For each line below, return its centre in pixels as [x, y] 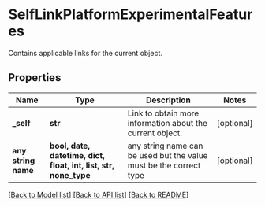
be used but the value [168, 155]
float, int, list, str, [82, 165]
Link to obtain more [163, 113]
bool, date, [70, 146]
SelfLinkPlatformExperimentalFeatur [131, 15]
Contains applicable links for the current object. [86, 53]
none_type [70, 175]
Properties [35, 78]
